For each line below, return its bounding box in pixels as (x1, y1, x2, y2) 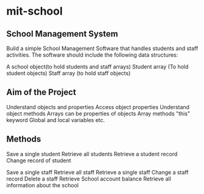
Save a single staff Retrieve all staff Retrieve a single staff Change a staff (6, 168, 189, 176)
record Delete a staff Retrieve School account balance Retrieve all (6, 175, 172, 182)
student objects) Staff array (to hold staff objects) (6, 70, 131, 77)
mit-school (6, 4, 63, 18)
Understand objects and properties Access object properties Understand (6, 103, 190, 110)
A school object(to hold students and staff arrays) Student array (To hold (6, 63, 189, 70)
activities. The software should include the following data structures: (6, 51, 178, 59)
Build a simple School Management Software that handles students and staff (6, 45, 199, 52)
